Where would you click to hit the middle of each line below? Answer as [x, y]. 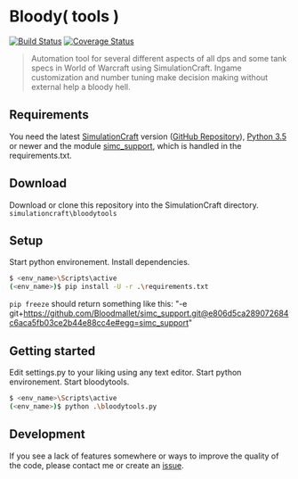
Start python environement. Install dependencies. [100, 262]
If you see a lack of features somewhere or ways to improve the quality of [144, 456]
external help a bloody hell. [81, 87]
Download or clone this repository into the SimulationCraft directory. [134, 205]
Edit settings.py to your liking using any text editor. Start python [125, 372]
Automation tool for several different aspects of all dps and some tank [159, 58]
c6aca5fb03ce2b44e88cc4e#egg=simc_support [99, 323]
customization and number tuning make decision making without [149, 77]
